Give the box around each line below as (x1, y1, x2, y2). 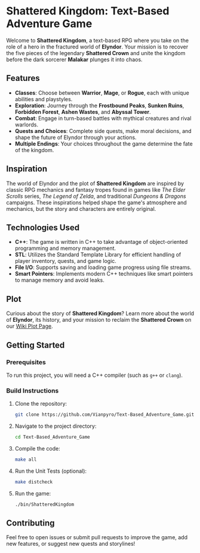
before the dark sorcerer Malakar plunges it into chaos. (6, 56, 143, 63)
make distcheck (14, 479, 53, 485)
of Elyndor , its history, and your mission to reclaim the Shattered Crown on (6, 316, 192, 324)
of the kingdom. (14, 146, 54, 153)
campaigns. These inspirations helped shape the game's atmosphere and (6, 199, 187, 206)
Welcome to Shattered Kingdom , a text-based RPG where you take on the (6, 37, 189, 44)
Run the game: (14, 489, 51, 497)
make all (14, 457, 37, 463)
